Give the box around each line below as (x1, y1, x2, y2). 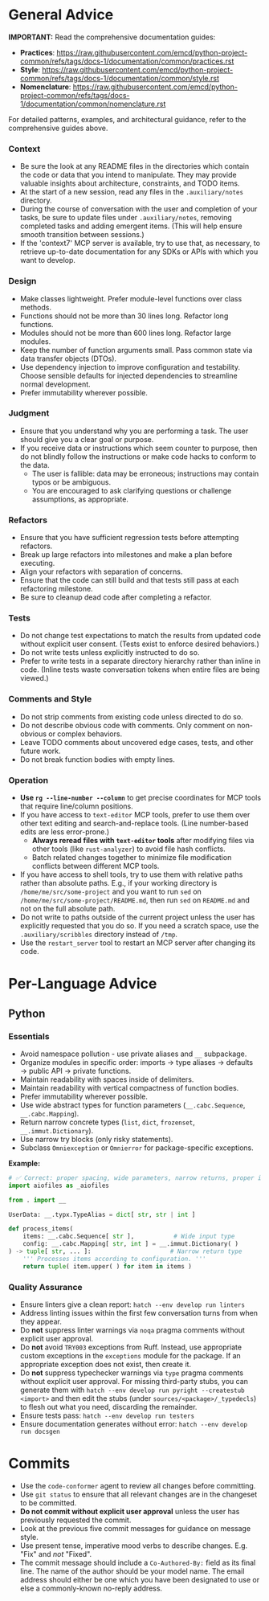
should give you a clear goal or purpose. (19, 434, 154, 444)
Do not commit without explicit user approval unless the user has (19, 1506, 240, 1516)
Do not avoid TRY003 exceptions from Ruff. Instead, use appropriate (19, 1342, 243, 1352)
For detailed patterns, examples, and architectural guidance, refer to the (8, 114, 247, 124)
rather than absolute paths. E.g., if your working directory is (19, 878, 218, 888)
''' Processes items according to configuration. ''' (22, 1255, 206, 1263)
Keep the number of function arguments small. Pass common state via (19, 345, 253, 354)
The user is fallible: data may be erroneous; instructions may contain (31, 469, 259, 478)
